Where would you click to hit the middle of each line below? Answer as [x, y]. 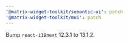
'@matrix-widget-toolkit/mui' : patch [54, 17]
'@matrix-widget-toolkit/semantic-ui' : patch [64, 12]
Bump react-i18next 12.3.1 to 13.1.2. [50, 34]
